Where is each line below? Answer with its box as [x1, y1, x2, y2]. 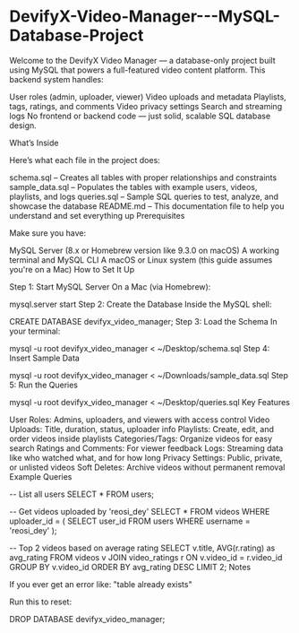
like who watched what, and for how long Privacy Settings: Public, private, [9, 452, 283, 463]
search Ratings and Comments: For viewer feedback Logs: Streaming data [9, 442, 284, 454]
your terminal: [9, 325, 61, 336]
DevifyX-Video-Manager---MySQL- [9, 6, 280, 27]
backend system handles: [9, 74, 105, 84]
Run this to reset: [9, 596, 73, 607]
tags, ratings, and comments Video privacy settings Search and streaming [9, 100, 283, 111]
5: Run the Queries [9, 379, 79, 390]
